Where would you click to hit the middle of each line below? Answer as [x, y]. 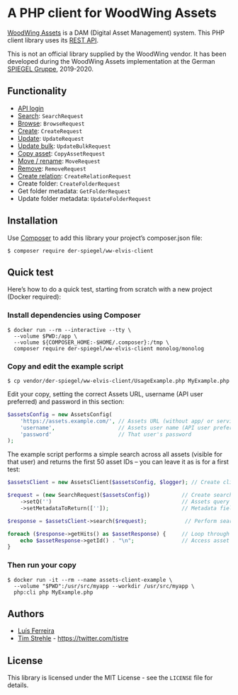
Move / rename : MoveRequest [59, 161]
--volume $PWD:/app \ [46, 336]
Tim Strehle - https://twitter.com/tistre [73, 638]
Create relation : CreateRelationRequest [74, 176]
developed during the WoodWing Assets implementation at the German [111, 61]
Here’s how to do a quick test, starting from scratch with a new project [110, 289]
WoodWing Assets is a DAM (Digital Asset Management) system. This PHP [116, 33]
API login [31, 108]
